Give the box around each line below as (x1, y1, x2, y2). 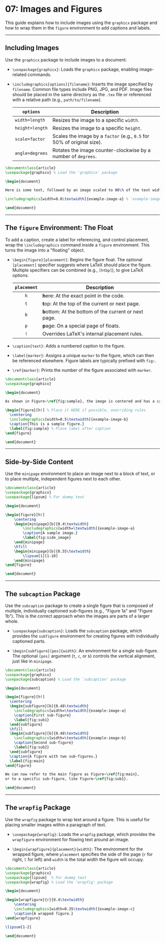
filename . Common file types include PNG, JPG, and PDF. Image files (12, 86, 152, 92)
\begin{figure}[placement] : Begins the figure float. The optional (12, 256, 142, 262)
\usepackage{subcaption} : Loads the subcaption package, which (12, 628, 142, 634)
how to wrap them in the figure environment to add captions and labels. (5, 25, 151, 30)
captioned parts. (12, 638, 46, 644)
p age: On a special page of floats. (42, 322, 120, 329)
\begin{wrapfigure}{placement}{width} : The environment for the (12, 846, 143, 852)
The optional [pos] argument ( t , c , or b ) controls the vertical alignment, (12, 653, 156, 659)
